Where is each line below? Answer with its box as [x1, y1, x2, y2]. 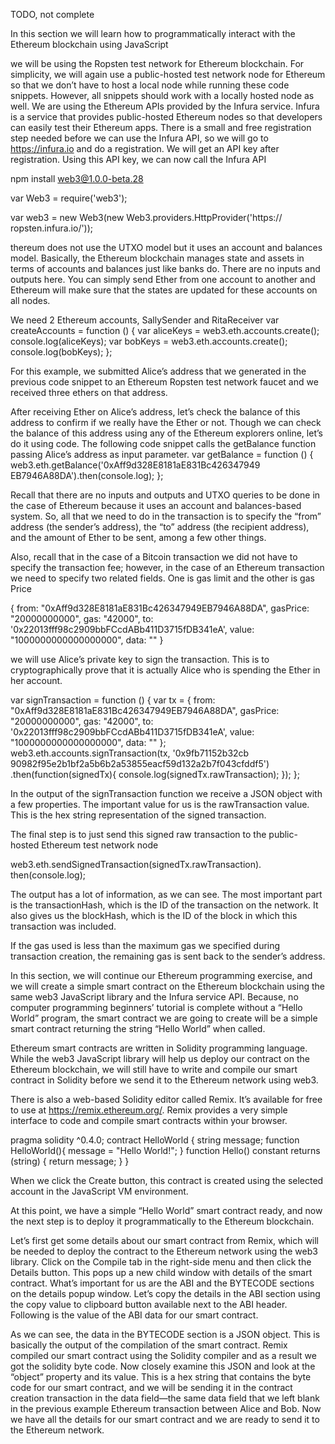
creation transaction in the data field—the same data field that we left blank [10, 1392, 320, 1404]
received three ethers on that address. [10, 387, 168, 398]
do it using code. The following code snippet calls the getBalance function [10, 438, 317, 449]
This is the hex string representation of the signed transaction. [10, 809, 267, 821]
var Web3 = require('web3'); [10, 192, 128, 204]
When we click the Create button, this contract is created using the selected [10, 1175, 324, 1186]
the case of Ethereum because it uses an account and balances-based [10, 500, 302, 511]
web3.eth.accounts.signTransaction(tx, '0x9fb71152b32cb [10, 747, 250, 759]
